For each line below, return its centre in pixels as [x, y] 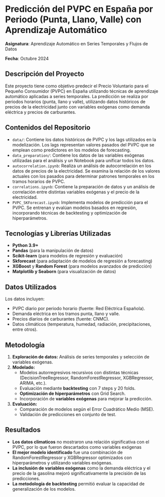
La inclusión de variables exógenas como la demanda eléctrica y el [81, 468]
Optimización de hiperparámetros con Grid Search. [73, 393]
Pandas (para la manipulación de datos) [53, 250]
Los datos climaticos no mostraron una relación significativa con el [81, 442]
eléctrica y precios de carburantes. [41, 112]
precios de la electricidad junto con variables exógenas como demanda [78, 106]
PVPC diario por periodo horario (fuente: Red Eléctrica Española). [79, 309]
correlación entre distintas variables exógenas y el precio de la [76, 192]
